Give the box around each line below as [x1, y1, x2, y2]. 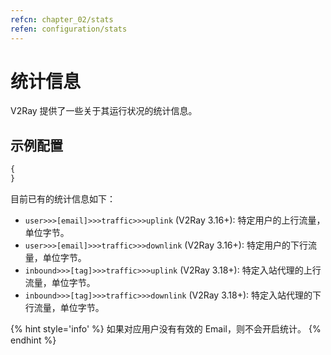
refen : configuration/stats [10, 24, 128, 34]
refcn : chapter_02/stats [10, 14, 114, 25]
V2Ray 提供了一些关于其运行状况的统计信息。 [10, 105, 198, 117]
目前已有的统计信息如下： [10, 193, 116, 205]
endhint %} [10, 334, 57, 346]
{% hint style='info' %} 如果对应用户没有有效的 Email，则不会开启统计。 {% [10, 323, 322, 335]
